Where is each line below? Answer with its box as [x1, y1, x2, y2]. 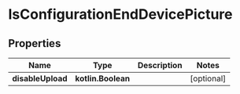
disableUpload [12, 73, 68, 84]
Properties [8, 37, 61, 50]
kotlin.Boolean [75, 73, 131, 84]
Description [137, 60, 183, 70]
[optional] [190, 73, 227, 84]
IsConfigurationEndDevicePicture [8, 5, 233, 23]
